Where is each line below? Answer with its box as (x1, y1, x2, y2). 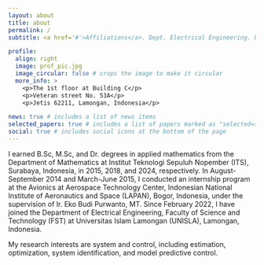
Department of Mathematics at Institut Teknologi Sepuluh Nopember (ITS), (8, 157, 249, 167)
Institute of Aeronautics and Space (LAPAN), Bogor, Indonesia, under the (8, 190, 244, 201)
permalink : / (8, 26, 51, 34)
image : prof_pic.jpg (15, 62, 82, 71)
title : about (8, 19, 51, 27)
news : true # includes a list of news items (8, 113, 156, 121)
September (8, 174, 45, 183)
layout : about (8, 11, 55, 20)
